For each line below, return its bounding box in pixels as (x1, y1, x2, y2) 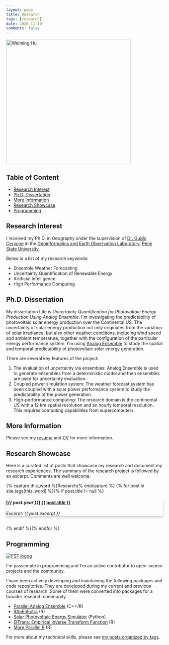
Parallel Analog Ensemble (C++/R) (13, 603, 84, 609)
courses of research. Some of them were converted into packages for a (6, 588, 153, 594)
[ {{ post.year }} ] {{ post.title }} (6, 499, 71, 506)
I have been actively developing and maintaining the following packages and (6, 578, 163, 584)
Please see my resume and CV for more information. (6, 435, 114, 441)
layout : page (6, 7, 33, 12)
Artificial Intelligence (13, 275, 56, 281)
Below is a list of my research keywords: (6, 255, 89, 261)
